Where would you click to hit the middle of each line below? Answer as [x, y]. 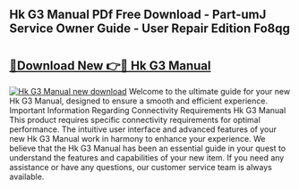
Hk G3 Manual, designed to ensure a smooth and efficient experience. [139, 101]
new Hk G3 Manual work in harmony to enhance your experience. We [137, 139]
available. [27, 177]
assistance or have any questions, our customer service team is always [141, 167]
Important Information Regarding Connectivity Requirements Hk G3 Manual [148, 110]
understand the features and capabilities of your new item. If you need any [147, 158]
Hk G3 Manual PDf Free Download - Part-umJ [138, 15]
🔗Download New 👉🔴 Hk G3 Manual [110, 66]
